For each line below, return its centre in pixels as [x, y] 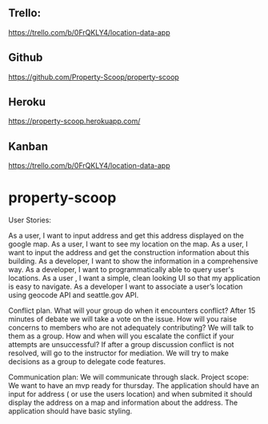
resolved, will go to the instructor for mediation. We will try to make [119, 353]
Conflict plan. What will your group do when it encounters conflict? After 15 [132, 310]
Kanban [28, 146]
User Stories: [30, 220]
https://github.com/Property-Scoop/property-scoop [94, 77]
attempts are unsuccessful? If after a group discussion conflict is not [121, 345]
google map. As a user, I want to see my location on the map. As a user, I [128, 244]
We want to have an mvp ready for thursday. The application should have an [134, 386]
